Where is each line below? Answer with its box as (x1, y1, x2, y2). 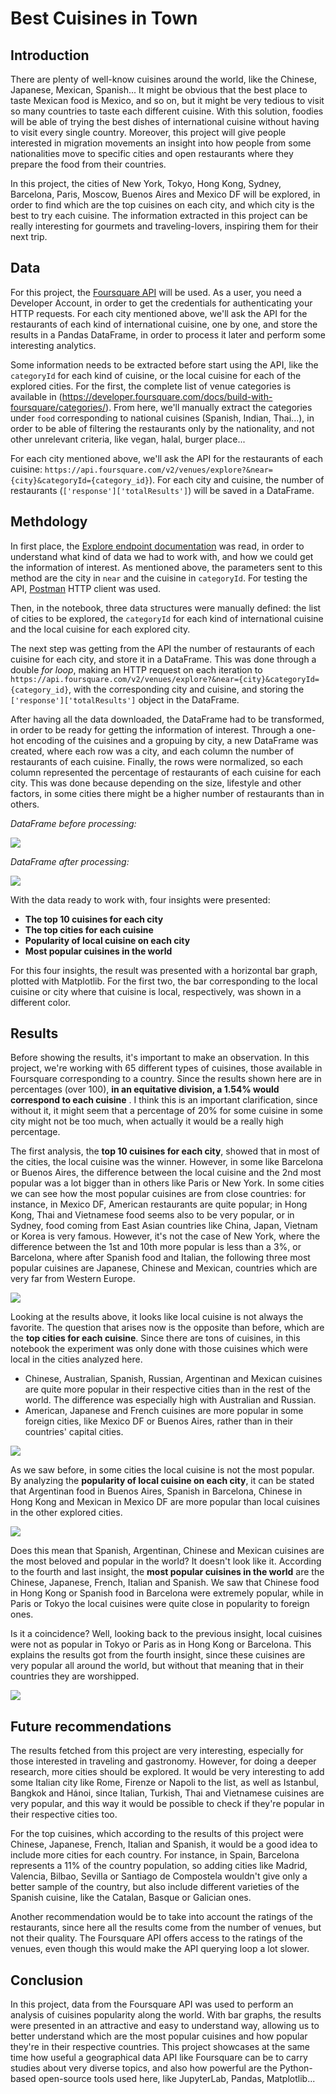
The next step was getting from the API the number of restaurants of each (10, 642, 316, 654)
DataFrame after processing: (10, 855, 130, 867)
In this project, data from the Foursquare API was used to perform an (10, 1998, 294, 2011)
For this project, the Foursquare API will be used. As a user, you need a (10, 286, 302, 298)
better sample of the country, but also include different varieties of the (10, 1881, 300, 1893)
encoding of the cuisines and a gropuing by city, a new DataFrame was (26, 734, 319, 746)
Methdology (10, 513, 88, 531)
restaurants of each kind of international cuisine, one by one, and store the (10, 318, 318, 330)
